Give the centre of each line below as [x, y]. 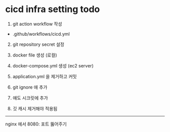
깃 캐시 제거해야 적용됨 [35, 108]
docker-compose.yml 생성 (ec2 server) [53, 65]
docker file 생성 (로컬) [35, 55]
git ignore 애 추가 [30, 87]
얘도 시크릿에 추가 [30, 98]
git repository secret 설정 [38, 44]
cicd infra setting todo [53, 9]
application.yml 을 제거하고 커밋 [45, 76]
